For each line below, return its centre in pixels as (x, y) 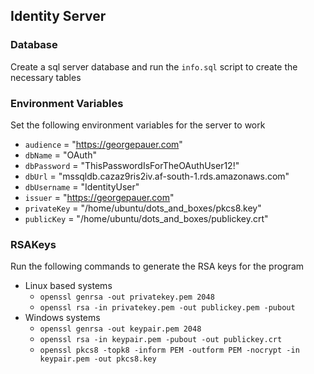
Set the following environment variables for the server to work (138, 125)
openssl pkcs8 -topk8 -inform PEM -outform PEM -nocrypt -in (169, 350)
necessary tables (46, 77)
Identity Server (58, 16)
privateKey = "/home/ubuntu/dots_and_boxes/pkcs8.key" (143, 208)
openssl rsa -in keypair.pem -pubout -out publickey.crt (161, 340)
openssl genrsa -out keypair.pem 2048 (120, 329)
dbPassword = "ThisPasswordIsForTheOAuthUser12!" (132, 165)
